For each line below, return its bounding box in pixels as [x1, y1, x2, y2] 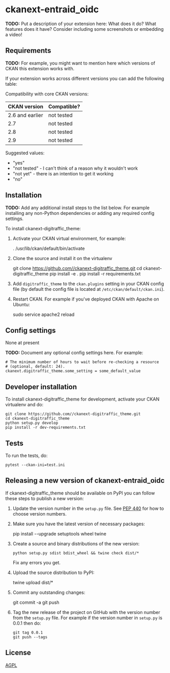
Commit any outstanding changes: [12, 589, 86, 596]
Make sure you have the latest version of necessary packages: [12, 521, 145, 527]
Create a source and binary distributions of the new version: [12, 540, 140, 547]
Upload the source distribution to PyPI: [12, 569, 95, 576]
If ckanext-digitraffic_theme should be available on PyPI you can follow [5, 490, 155, 496]
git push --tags [12, 635, 48, 640]
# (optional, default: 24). [5, 364, 66, 369]
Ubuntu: [12, 301, 30, 307]
